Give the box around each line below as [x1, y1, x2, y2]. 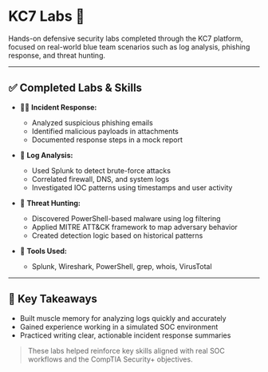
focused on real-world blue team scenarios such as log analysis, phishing [8, 42, 250, 51]
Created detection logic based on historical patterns [31, 231, 203, 240]
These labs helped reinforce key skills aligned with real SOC [27, 346, 226, 355]
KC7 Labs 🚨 [8, 7, 85, 26]
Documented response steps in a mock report [31, 135, 183, 144]
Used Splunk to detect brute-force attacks [31, 165, 171, 175]
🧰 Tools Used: [19, 246, 68, 255]
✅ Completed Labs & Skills [8, 81, 142, 95]
